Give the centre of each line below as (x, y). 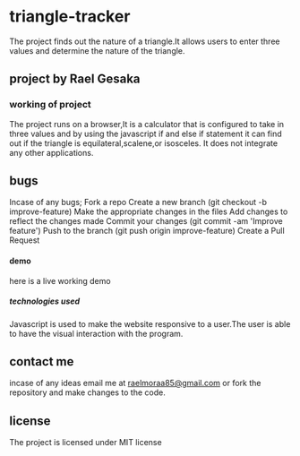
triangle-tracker (70, 17)
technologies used (45, 301)
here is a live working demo (60, 280)
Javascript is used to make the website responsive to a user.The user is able (150, 323)
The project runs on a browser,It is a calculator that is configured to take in (147, 124)
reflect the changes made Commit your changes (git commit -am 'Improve (146, 221)
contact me (42, 361)
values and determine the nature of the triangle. (97, 50)
